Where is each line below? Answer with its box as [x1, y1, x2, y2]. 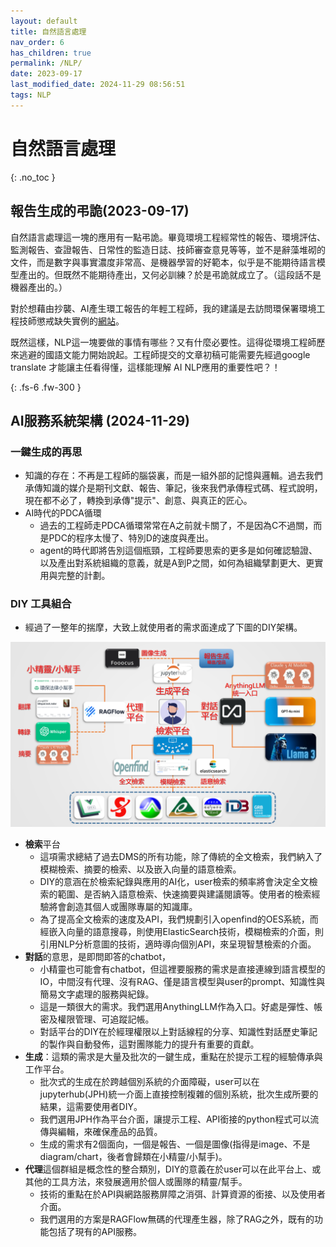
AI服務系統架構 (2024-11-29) [10, 412, 191, 429]
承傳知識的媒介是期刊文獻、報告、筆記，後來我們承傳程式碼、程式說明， [24, 482, 323, 494]
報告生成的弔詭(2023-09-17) [10, 203, 190, 220]
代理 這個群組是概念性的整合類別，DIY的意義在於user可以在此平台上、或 [24, 1163, 322, 1175]
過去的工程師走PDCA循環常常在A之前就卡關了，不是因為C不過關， [39, 520, 314, 532]
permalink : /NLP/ [10, 58, 83, 69]
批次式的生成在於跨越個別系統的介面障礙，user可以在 [39, 1075, 260, 1087]
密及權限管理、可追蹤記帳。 [39, 1013, 155, 1025]
